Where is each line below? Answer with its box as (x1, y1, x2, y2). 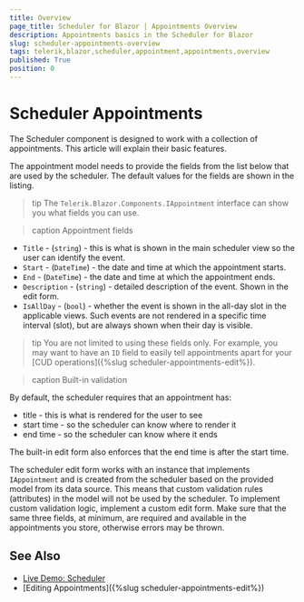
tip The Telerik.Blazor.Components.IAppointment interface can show (31, 197, 289, 208)
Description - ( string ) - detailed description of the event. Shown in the (22, 281, 289, 292)
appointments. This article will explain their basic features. (9, 143, 227, 154)
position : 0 (9, 65, 54, 74)
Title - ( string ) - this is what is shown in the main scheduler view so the (22, 242, 296, 253)
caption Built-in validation (31, 374, 128, 385)
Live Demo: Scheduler (22, 572, 106, 583)
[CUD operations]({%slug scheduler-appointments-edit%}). (31, 356, 256, 367)
